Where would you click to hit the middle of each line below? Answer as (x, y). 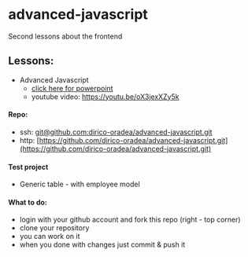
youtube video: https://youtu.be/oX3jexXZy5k (105, 97)
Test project (28, 167)
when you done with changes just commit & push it (102, 244)
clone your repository (54, 228)
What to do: (28, 202)
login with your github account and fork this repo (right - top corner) (130, 220)
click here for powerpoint (72, 88)
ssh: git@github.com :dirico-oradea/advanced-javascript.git (116, 132)
